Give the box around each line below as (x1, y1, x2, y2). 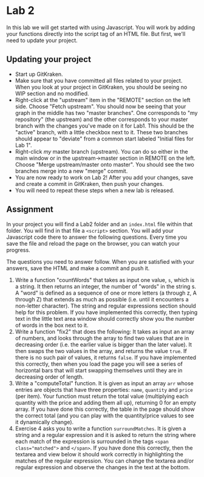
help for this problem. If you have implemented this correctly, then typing (15, 308, 198, 316)
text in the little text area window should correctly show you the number (15, 315, 195, 322)
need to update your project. (6, 36, 78, 44)
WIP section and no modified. (15, 89, 89, 97)
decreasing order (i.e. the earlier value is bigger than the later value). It (15, 341, 192, 348)
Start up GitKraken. (15, 70, 63, 78)
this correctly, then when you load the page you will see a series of (15, 360, 183, 368)
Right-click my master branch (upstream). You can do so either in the (15, 148, 188, 155)
